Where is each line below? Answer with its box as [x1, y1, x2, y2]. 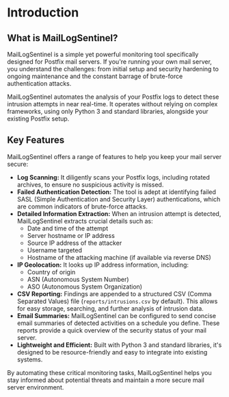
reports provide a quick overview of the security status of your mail [16, 326, 207, 334]
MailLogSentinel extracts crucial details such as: [16, 217, 154, 225]
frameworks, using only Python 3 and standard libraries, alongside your [7, 108, 208, 115]
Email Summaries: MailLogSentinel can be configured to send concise [16, 311, 217, 320]
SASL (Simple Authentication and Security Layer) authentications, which [16, 195, 221, 203]
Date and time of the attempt [27, 224, 109, 232]
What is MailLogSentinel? [7, 32, 118, 44]
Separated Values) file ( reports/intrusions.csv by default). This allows [16, 297, 218, 305]
